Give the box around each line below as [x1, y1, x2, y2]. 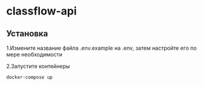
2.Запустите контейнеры [6, 62, 70, 70]
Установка [6, 28, 48, 39]
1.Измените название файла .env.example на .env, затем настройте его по [6, 44, 197, 51]
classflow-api [6, 4, 77, 18]
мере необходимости [6, 51, 62, 58]
